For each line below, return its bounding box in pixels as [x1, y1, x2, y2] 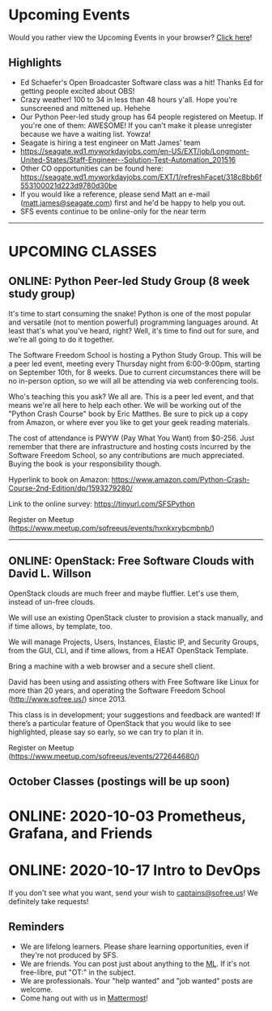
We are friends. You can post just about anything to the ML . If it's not [19, 958, 250, 968]
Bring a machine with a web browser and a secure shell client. [8, 661, 215, 671]
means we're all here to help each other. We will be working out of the [8, 400, 242, 410]
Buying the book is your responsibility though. [8, 459, 162, 469]
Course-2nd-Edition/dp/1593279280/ [8, 483, 134, 493]
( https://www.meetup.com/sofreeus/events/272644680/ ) [8, 751, 200, 761]
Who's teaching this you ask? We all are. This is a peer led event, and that [8, 391, 254, 401]
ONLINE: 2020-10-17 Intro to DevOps [8, 861, 261, 880]
